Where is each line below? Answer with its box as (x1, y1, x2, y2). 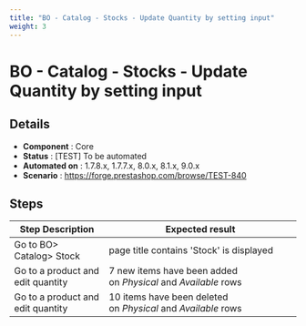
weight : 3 (9, 22, 47, 31)
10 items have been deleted (108, 290, 229, 303)
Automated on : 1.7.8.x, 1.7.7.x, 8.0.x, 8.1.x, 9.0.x (22, 160, 200, 171)
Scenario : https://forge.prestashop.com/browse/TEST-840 (22, 169, 248, 180)
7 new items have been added (108, 265, 239, 278)
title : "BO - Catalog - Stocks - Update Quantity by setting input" (9, 13, 275, 23)
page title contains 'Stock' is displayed (108, 244, 273, 257)
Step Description (19, 223, 95, 236)
